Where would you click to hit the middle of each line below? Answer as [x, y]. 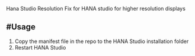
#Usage [21, 27]
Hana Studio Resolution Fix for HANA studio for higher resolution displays [96, 9]
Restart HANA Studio [40, 47]
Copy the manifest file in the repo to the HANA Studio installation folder [102, 41]
